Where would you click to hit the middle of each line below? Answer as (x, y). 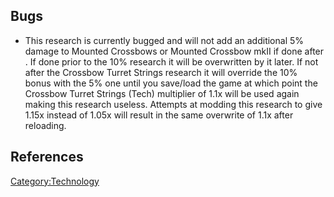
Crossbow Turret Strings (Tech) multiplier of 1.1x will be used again (162, 93)
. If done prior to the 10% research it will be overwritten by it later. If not (171, 61)
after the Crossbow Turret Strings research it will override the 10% (161, 72)
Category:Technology (55, 181)
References (47, 157)
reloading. (45, 125)
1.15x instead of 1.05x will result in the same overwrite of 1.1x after (159, 115)
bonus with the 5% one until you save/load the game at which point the (171, 83)
